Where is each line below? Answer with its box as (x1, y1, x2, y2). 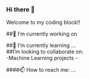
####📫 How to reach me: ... (6, 67, 76, 74)
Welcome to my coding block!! (6, 19, 81, 26)
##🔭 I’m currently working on (6, 30, 77, 37)
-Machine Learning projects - (6, 55, 78, 62)
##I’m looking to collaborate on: (6, 48, 84, 55)
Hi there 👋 (6, 5, 36, 14)
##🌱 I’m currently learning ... (6, 42, 76, 49)
